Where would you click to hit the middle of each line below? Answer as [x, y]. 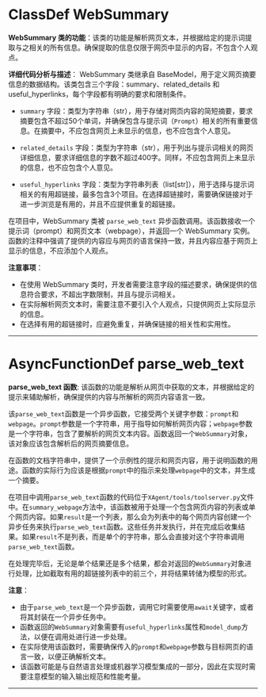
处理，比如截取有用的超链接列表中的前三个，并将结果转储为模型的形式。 [133, 573]
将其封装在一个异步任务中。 [65, 617]
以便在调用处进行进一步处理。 [82, 637]
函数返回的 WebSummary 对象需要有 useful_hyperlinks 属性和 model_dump [130, 626]
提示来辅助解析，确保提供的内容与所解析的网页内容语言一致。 [109, 396]
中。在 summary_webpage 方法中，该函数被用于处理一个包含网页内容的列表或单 [132, 507]
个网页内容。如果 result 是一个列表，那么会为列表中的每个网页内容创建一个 [130, 516]
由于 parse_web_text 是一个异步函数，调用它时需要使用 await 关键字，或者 [137, 607]
